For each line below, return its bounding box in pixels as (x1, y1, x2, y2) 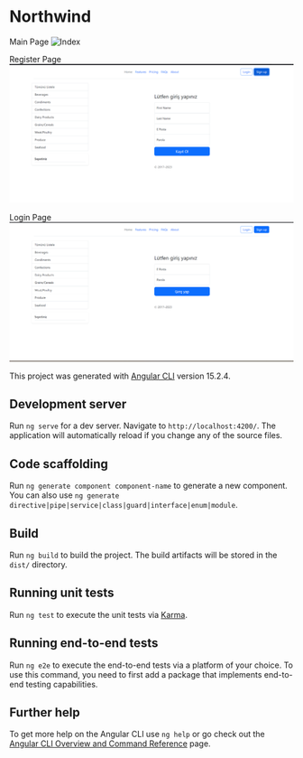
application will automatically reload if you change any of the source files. (9, 430, 282, 441)
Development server (9, 397, 127, 412)
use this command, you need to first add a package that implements (9, 669, 262, 679)
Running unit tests (9, 585, 115, 601)
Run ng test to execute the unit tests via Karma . (9, 609, 188, 620)
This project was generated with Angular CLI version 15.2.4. (9, 370, 232, 381)
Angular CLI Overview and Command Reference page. (9, 738, 211, 749)
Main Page (9, 36, 50, 47)
